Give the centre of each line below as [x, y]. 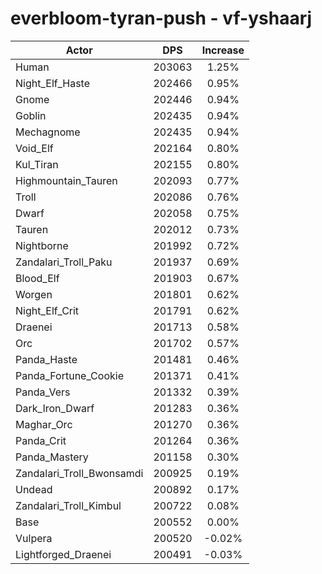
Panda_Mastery [52, 457]
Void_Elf [34, 148]
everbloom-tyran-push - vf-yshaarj [161, 18]
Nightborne [42, 245]
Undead [34, 489]
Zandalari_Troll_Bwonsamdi [79, 473]
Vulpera [34, 538]
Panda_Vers [43, 392]
